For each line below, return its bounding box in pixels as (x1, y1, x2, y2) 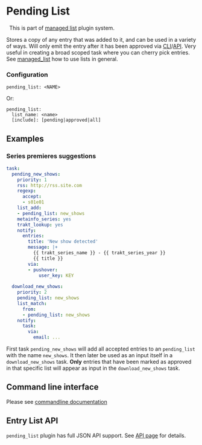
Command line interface (6, 382, 99, 392)
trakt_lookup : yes (17, 222, 63, 228)
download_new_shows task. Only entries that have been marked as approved (6, 358, 192, 366)
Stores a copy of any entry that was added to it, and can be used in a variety (6, 36, 197, 43)
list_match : (17, 300, 47, 306)
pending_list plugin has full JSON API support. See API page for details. (6, 432, 186, 439)
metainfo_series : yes (17, 216, 71, 222)
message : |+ (28, 244, 58, 251)
